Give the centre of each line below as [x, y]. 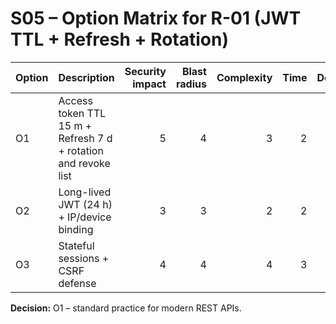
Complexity [244, 77]
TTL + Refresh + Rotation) [119, 39]
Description [86, 77]
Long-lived [85, 192]
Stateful [76, 245]
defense [77, 283]
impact [149, 84]
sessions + [84, 258]
